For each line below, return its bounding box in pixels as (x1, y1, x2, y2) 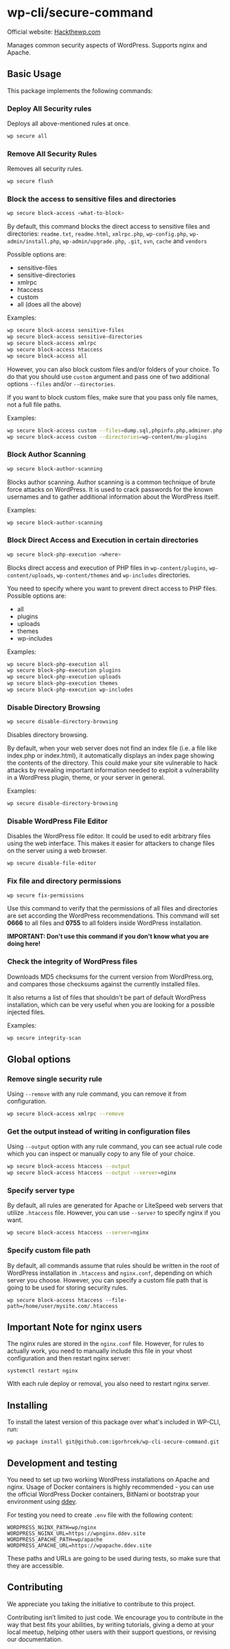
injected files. (7, 1008, 45, 1016)
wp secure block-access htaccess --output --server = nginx (7, 1170, 176, 1176)
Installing (7, 1400, 48, 1411)
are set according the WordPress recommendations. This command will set (7, 911, 220, 920)
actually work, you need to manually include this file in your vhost (7, 1347, 192, 1355)
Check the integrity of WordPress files (7, 957, 138, 966)
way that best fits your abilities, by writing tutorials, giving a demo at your (7, 1620, 215, 1628)
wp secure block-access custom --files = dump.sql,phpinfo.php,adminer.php (7, 427, 223, 434)
